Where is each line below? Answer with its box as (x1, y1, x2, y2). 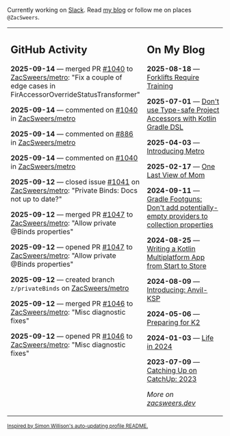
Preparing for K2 (146, 317, 201, 327)
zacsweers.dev (146, 398, 196, 407)
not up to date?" (10, 194, 62, 204)
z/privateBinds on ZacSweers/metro (10, 283, 129, 293)
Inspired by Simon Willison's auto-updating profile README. (7, 422, 149, 429)
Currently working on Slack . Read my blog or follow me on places (7, 6, 192, 14)
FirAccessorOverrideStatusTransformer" (10, 89, 140, 99)
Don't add (146, 202, 179, 212)
